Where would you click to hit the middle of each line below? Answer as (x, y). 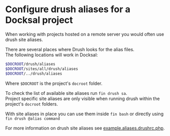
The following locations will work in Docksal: (52, 55)
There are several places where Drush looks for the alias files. (70, 49)
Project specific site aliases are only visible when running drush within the (82, 98)
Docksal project (39, 20)
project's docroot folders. (32, 104)
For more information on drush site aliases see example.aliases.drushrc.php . (85, 128)
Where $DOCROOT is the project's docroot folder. (54, 83)
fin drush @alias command (32, 118)
